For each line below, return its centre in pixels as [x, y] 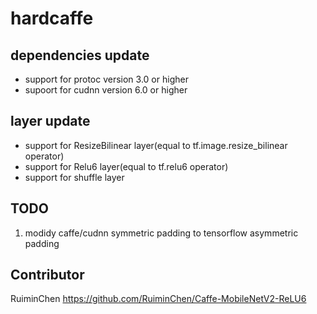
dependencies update [80, 55]
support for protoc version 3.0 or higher [106, 79]
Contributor [47, 275]
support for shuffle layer [74, 177]
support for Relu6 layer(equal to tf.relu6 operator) [126, 166]
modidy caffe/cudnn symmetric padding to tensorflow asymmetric [161, 233]
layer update [50, 121]
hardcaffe [52, 18]
